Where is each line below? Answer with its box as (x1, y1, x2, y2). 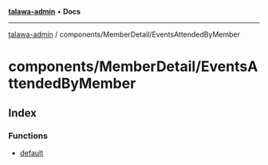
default (19, 147, 44, 158)
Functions (8, 130, 48, 141)
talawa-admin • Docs (8, 7, 81, 16)
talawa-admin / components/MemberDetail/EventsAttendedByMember (8, 29, 241, 39)
